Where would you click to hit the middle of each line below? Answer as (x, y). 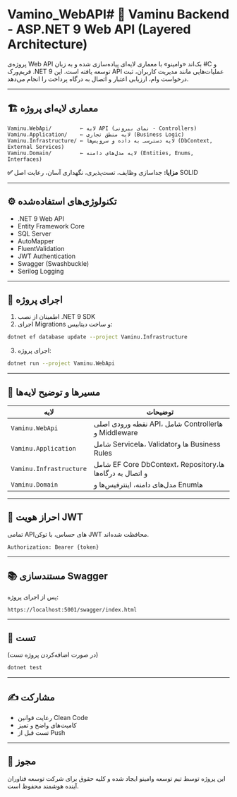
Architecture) (48, 44)
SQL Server (34, 233)
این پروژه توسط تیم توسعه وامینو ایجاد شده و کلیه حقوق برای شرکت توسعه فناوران (116, 778)
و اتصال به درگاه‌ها (121, 473)
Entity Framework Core (51, 226)
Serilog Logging (41, 271)
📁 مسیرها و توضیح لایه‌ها (54, 392)
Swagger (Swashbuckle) (53, 263)
